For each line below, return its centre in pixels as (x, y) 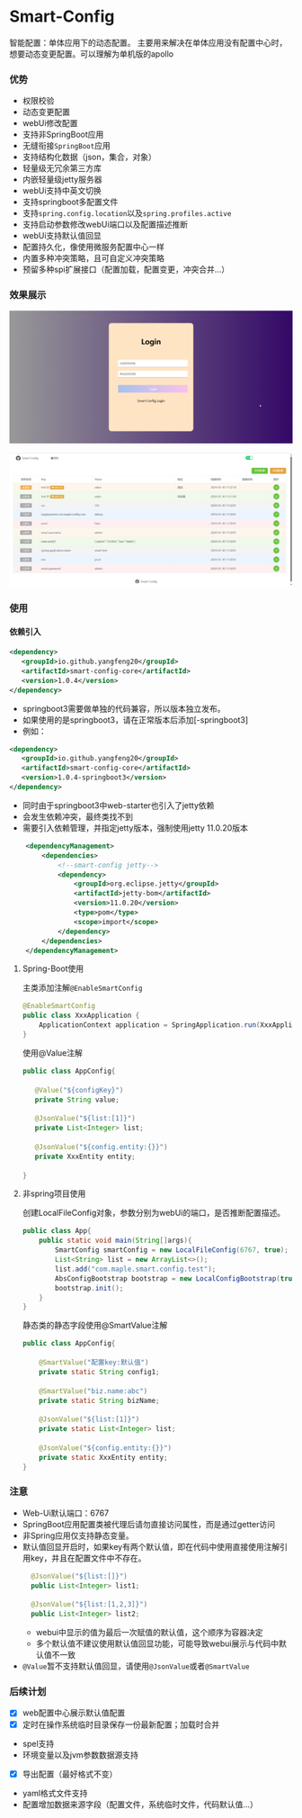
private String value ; (77, 1100)
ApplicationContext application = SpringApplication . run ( (150, 1025)
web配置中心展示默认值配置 (74, 1713)
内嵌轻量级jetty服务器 (62, 180)
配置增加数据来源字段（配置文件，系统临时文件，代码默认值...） (140, 1804)
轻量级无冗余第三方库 (62, 168)
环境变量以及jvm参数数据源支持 (80, 1755)
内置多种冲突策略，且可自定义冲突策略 (93, 258)
